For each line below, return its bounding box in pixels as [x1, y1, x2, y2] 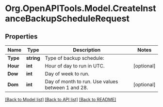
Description [73, 47, 101, 53]
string [26, 55, 40, 61]
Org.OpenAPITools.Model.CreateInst [5, 3, 156, 14]
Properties [5, 32, 38, 40]
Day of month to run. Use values [45, 78, 118, 85]
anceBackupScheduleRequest [5, 13, 130, 24]
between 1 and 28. [45, 84, 88, 91]
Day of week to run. [45, 70, 90, 77]
